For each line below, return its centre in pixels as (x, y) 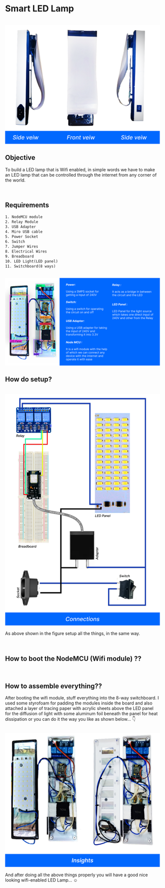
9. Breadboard (20, 257)
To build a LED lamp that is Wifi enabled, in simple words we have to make (80, 169)
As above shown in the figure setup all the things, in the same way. (73, 633)
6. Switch (15, 242)
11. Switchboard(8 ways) (30, 266)
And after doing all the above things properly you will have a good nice (77, 875)
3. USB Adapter (21, 227)
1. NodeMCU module (24, 217)
